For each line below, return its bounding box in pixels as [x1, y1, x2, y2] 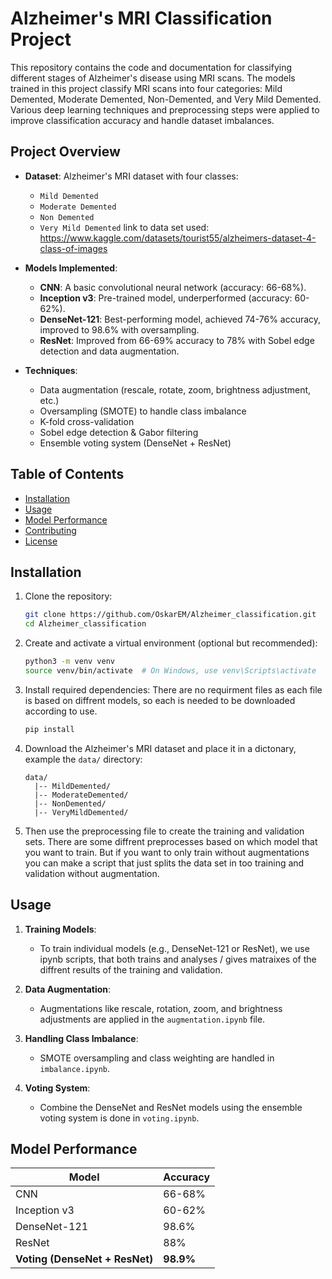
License [24, 535, 58, 547]
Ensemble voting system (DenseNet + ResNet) [39, 437, 232, 449]
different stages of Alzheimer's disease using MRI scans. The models [10, 72, 296, 84]
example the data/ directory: [24, 753, 143, 765]
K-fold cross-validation [39, 415, 135, 427]
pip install [24, 724, 75, 734]
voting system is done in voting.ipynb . [39, 1112, 200, 1124]
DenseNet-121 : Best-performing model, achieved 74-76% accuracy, [39, 313, 322, 325]
